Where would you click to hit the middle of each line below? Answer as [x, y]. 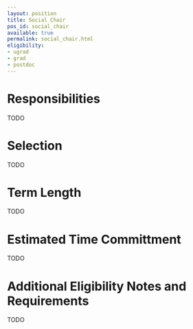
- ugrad [18, 52]
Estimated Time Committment [94, 239]
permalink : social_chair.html [50, 39]
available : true [30, 33]
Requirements [48, 301]
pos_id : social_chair [38, 26]
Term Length [44, 192]
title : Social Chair [37, 20]
